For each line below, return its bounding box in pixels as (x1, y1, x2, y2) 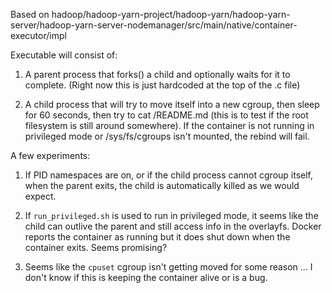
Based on (10, 9, 50, 20)
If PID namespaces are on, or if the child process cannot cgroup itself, (24, 169, 314, 181)
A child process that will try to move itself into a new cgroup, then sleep (24, 99, 320, 110)
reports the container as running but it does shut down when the (24, 231, 291, 243)
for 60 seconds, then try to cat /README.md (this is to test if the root (24, 109, 309, 121)
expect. (24, 190, 57, 202)
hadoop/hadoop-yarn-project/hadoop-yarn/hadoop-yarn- (51, 9, 291, 20)
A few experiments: (10, 150, 91, 161)
